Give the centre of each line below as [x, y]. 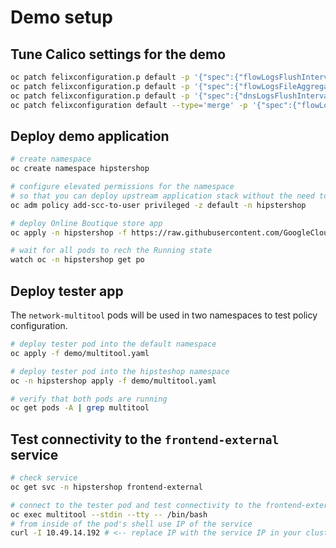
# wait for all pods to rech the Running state [111, 251]
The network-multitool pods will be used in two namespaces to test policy [164, 315]
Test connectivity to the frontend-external [145, 439]
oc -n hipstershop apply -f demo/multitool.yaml [113, 381]
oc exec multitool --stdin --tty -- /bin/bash [109, 514]
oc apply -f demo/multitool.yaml [80, 353]
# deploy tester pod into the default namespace [113, 344]
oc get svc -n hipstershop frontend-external [106, 487]
